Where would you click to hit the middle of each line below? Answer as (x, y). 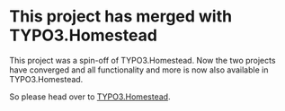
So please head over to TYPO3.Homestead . (90, 97)
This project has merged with (120, 17)
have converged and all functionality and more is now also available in (139, 70)
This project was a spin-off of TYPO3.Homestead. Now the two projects (142, 60)
